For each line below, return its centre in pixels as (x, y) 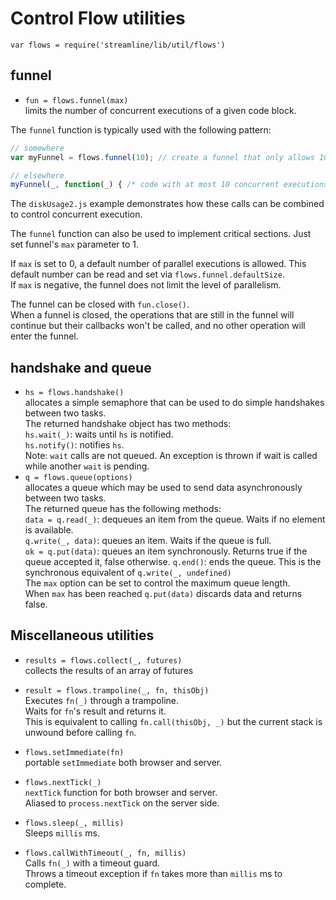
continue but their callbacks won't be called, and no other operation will (158, 326)
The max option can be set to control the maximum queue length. (157, 583)
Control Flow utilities (98, 18)
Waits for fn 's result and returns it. (95, 711)
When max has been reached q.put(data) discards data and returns (163, 594)
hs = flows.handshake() (74, 393)
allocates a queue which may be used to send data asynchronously (163, 488)
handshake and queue (81, 367)
